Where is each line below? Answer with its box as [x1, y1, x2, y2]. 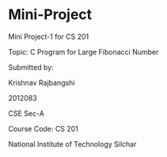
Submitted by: [8, 62, 54, 72]
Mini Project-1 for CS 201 [8, 32, 89, 41]
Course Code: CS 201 [8, 124, 79, 133]
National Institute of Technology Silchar [8, 139, 137, 148]
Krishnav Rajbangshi [8, 78, 75, 87]
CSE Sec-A [8, 109, 45, 118]
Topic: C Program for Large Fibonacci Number [8, 47, 159, 56]
